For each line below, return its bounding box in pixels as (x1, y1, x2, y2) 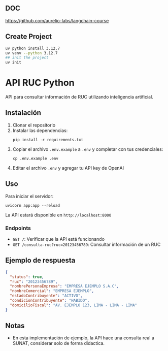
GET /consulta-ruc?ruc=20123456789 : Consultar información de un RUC (12, 241, 161, 247)
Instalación (5, 109, 42, 117)
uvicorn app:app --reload (5, 203, 60, 208)
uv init (5, 60, 22, 65)
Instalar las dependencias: (12, 127, 68, 134)
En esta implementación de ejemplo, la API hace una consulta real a (12, 335, 155, 341)
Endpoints (5, 225, 31, 232)
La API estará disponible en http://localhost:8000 (5, 212, 112, 218)
